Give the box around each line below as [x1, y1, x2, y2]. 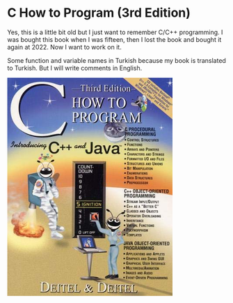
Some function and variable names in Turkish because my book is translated [7, 56, 226, 64]
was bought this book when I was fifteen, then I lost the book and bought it [7, 35, 222, 43]
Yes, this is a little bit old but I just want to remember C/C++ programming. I [7, 28, 223, 36]
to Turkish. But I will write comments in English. [7, 64, 143, 72]
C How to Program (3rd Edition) [7, 5, 191, 21]
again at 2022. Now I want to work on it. [7, 43, 122, 51]
